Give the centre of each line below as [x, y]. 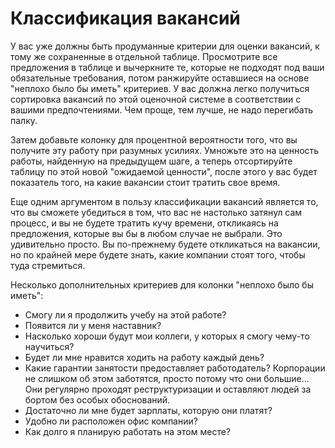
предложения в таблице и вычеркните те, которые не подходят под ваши [167, 67]
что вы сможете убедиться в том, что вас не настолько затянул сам [156, 212]
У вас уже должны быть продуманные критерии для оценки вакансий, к [165, 46]
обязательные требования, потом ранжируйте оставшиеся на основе [160, 78]
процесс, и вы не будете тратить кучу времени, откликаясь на [144, 223]
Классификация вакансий [125, 18]
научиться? [49, 346]
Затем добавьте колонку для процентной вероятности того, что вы [154, 139]
